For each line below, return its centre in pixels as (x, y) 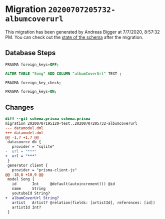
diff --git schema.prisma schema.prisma (48, 119)
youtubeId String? (31, 193)
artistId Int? (26, 207)
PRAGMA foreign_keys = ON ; (31, 92)
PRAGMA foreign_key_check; (33, 83)
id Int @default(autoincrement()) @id (63, 184)
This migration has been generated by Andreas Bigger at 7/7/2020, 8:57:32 (82, 32)
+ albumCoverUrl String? (32, 198)
